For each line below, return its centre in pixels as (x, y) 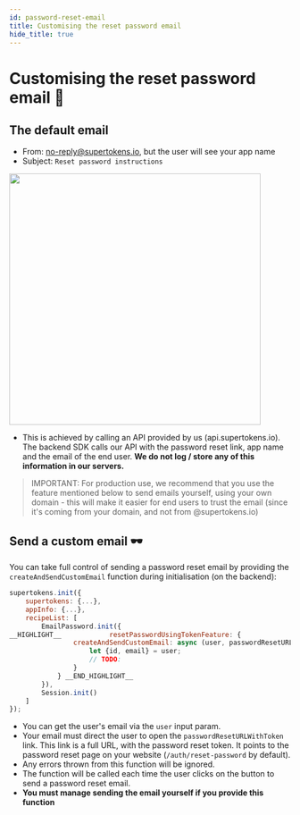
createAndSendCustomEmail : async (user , (149, 643)
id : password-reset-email (57, 17)
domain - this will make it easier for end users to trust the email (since (159, 502)
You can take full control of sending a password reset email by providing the (149, 567)
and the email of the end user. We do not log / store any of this (138, 457)
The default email (59, 130)
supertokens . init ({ (46, 593)
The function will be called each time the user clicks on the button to (148, 774)
